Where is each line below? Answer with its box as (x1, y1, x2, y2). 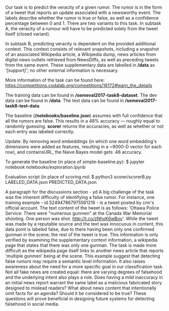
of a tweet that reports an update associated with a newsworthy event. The (5, 10, 161, 16)
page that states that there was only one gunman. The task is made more (5, 242, 157, 248)
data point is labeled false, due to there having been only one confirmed (5, 226, 154, 232)
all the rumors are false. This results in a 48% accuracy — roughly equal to (5, 118, 160, 124)
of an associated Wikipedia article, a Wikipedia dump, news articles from (5, 51, 156, 57)
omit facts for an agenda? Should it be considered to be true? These (5, 290, 147, 296)
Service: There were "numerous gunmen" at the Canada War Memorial (5, 211, 152, 216)
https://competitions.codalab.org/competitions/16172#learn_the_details (5, 82, 152, 88)
